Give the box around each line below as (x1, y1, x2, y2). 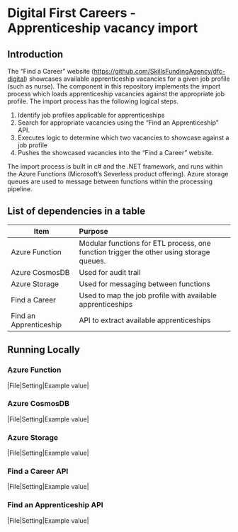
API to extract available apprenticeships (79, 315, 211, 325)
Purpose (79, 226, 108, 236)
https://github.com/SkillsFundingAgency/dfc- (93, 67, 225, 75)
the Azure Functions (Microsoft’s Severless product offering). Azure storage (7, 170, 229, 178)
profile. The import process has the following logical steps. (7, 97, 179, 106)
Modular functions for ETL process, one (79, 238, 211, 248)
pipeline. (7, 185, 33, 193)
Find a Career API (7, 466, 69, 476)
